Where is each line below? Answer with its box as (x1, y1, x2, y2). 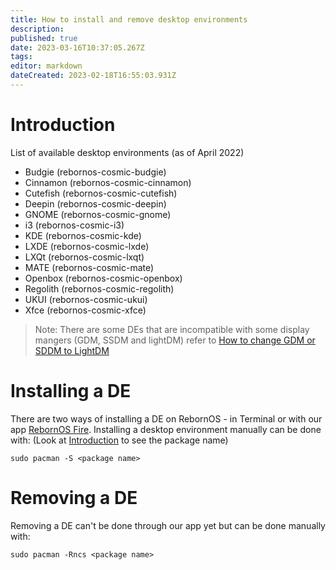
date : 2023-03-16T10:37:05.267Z (10, 42, 145, 53)
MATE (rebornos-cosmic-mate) (24, 261, 155, 273)
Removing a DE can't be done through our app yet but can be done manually (10, 519, 326, 531)
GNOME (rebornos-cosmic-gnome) (24, 208, 172, 220)
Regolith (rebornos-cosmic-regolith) (24, 282, 175, 295)
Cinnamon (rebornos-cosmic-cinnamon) (24, 176, 192, 188)
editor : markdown (10, 61, 83, 71)
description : (10, 24, 65, 34)
